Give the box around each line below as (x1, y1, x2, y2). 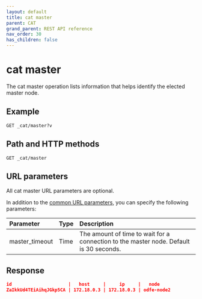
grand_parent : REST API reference (6, 25, 93, 32)
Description (79, 219, 114, 228)
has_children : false (6, 37, 58, 43)
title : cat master (6, 14, 52, 20)
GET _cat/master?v (6, 122, 52, 128)
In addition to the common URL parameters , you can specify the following (6, 199, 189, 206)
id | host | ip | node (6, 282, 161, 288)
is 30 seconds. (79, 245, 121, 253)
